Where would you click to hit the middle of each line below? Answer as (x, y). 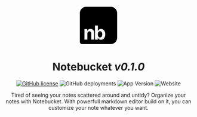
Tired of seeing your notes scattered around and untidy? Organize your (98, 95)
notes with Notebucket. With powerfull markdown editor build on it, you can (98, 101)
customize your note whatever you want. (98, 107)
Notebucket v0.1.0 (98, 67)
